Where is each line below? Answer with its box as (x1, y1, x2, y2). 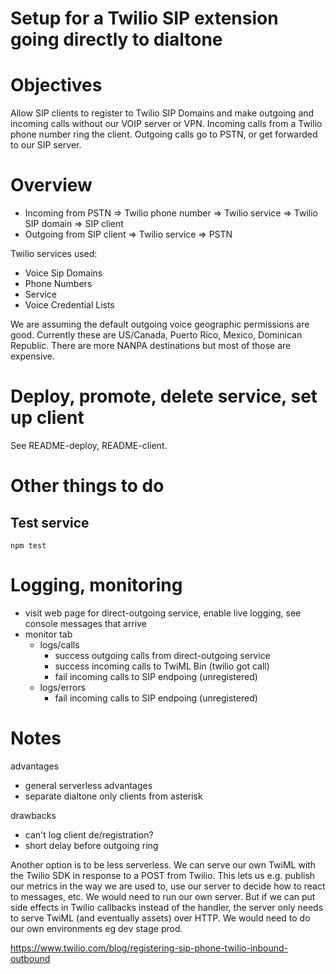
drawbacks (10, 809, 57, 821)
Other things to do (10, 475, 165, 497)
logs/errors (39, 681, 87, 693)
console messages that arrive (24, 617, 148, 629)
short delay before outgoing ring (24, 839, 159, 851)
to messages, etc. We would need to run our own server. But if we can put (10, 890, 316, 902)
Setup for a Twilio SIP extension (10, 7, 279, 30)
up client (10, 407, 85, 429)
